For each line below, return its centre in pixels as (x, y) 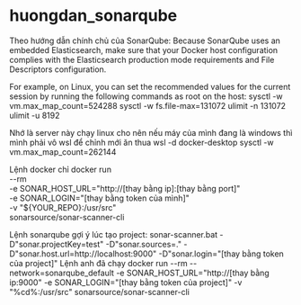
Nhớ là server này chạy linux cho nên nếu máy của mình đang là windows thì (151, 132)
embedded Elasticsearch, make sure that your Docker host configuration (144, 49)
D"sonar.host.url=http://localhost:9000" (83, 254)
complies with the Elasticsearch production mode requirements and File (142, 59)
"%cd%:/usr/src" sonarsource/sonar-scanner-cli (100, 292)
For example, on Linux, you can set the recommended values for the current (150, 86)
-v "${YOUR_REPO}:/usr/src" (63, 207)
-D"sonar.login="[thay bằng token (221, 254)
